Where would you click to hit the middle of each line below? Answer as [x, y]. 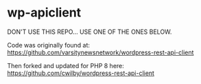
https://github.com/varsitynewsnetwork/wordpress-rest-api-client [100, 52]
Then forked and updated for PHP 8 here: [66, 65]
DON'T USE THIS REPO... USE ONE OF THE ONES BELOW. [90, 32]
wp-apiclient [44, 13]
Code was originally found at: [49, 45]
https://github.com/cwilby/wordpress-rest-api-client [81, 73]
